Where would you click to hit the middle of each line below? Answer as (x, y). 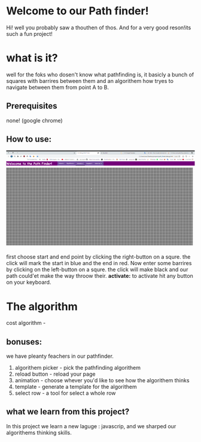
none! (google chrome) (34, 120)
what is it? (32, 58)
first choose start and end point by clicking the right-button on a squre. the (98, 257)
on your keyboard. (29, 283)
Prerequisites (32, 106)
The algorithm (42, 306)
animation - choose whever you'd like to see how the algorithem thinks (102, 380)
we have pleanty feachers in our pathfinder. (60, 356)
